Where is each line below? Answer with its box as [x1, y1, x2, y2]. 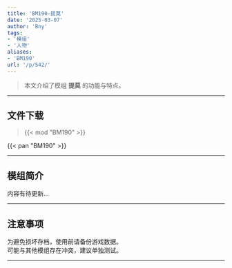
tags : [7, 29, 23, 37]
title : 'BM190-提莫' [7, 10, 64, 17]
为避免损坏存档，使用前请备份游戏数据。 [7, 238, 122, 246]
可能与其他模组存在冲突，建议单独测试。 [7, 246, 122, 255]
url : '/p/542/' [7, 61, 51, 68]
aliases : [7, 49, 32, 56]
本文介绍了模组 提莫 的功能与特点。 [23, 81, 125, 90]
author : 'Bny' [7, 23, 48, 30]
